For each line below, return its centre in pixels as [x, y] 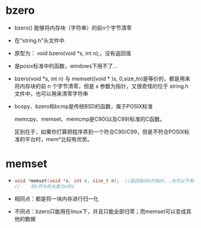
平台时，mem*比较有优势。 [59, 139]
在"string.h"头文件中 [39, 40]
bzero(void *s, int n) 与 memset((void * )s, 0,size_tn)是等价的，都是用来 [102, 78]
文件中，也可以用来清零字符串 [51, 93]
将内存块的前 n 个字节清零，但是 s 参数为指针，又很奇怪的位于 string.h [101, 86]
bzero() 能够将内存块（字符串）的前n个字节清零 [73, 28]
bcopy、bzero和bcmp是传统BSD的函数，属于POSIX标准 [84, 106]
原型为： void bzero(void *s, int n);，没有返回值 [73, 53]
